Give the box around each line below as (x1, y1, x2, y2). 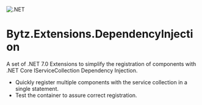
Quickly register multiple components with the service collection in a (15, 78, 188, 85)
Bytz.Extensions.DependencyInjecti (6, 27, 193, 41)
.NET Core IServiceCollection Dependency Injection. (6, 67, 138, 74)
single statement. (15, 85, 59, 92)
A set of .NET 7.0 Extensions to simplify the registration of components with (6, 60, 197, 67)
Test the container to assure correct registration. (15, 92, 137, 99)
